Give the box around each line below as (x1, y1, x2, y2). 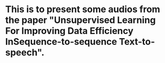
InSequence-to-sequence (5, 36, 117, 48)
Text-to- (119, 36, 155, 48)
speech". (5, 47, 45, 58)
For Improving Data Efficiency (5, 25, 134, 37)
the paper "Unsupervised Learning (5, 14, 156, 26)
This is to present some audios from (5, 4, 160, 15)
